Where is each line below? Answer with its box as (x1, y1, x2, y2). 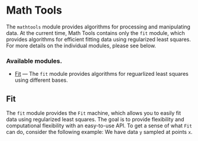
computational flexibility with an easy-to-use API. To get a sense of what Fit (6, 122, 192, 129)
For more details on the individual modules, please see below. (6, 42, 157, 49)
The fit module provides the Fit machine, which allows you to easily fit (6, 110, 181, 117)
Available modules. (6, 57, 63, 65)
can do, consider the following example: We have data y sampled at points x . (6, 129, 193, 136)
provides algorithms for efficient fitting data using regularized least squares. (6, 36, 191, 43)
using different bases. (14, 76, 68, 84)
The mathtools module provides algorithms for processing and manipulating (6, 23, 191, 30)
